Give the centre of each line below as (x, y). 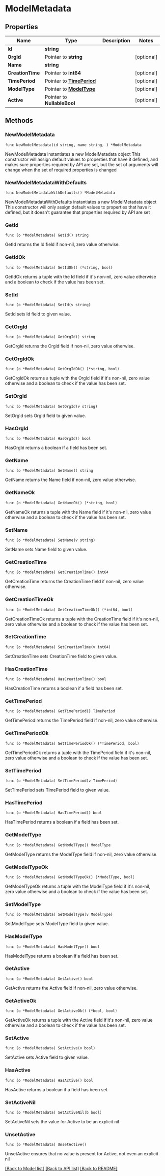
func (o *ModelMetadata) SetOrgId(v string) (51, 406)
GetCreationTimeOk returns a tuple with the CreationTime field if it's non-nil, (82, 619)
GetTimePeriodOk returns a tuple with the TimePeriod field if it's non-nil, (78, 753)
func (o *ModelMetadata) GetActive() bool (49, 979)
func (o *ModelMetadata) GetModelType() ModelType (58, 845)
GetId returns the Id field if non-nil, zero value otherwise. (63, 244)
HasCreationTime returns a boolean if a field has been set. (64, 689)
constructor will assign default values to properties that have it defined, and (82, 159)
